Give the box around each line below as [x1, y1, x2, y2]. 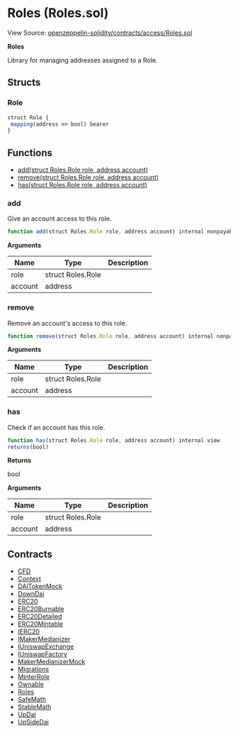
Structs [7, 77, 41, 89]
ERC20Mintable [17, 619, 64, 629]
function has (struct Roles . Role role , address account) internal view [7, 436, 220, 444]
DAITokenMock [17, 582, 62, 590]
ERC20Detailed [17, 612, 62, 621]
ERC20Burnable [17, 605, 65, 613]
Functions [7, 147, 53, 159]
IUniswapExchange [17, 642, 74, 651]
